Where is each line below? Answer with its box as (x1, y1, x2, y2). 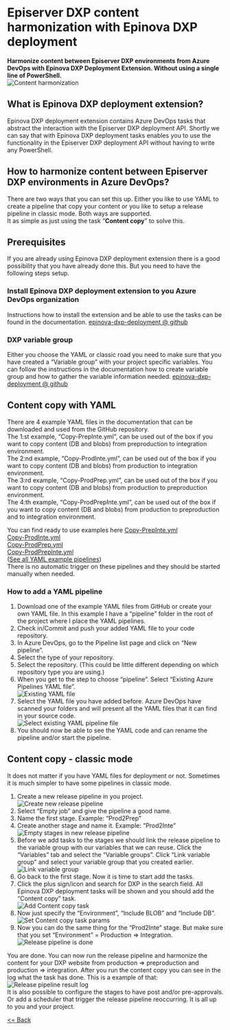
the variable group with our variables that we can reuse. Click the (16, 843, 202, 852)
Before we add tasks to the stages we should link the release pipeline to (16, 836, 221, 844)
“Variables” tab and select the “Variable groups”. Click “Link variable (16, 850, 211, 858)
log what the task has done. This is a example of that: (7, 973, 158, 981)
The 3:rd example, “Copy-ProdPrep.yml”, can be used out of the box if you (7, 476, 218, 484)
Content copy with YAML (7, 399, 117, 411)
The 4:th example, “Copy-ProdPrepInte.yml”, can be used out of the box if (7, 498, 216, 506)
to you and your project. (7, 1002, 76, 1010)
